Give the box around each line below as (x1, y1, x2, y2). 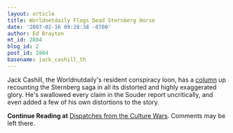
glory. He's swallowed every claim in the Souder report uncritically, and (7, 90, 213, 99)
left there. (7, 119, 36, 127)
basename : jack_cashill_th (7, 56, 86, 63)
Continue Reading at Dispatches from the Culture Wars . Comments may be (7, 111, 226, 120)
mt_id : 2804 (7, 37, 42, 44)
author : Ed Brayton (7, 30, 65, 37)
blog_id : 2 (7, 43, 39, 50)
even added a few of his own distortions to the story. (7, 98, 160, 106)
